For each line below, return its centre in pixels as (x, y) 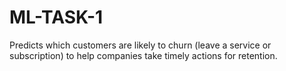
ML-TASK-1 (56, 17)
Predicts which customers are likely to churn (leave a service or (140, 45)
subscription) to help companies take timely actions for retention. (143, 55)
